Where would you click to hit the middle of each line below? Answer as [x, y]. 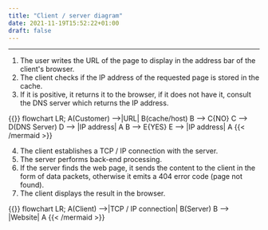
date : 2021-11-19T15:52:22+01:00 [64, 23]
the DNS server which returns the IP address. [94, 103]
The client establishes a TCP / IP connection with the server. [119, 151]
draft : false [30, 30]
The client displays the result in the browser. [93, 193]
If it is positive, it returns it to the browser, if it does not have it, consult [135, 95]
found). [32, 185]
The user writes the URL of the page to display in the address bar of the [138, 61]
